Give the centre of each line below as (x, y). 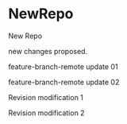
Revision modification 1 (46, 97)
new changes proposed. (48, 51)
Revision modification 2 (46, 113)
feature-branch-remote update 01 (63, 66)
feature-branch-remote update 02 (64, 82)
